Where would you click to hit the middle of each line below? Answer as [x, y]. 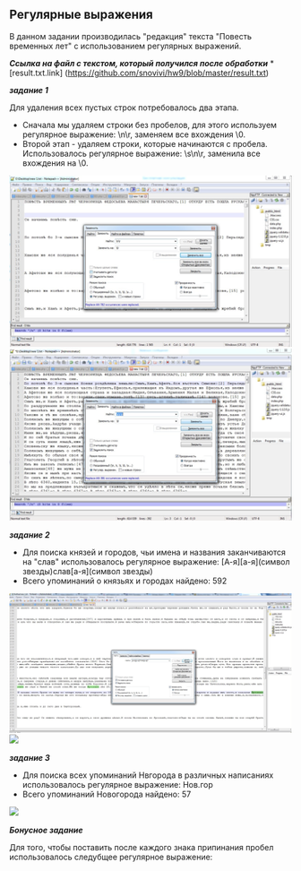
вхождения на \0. [55, 163]
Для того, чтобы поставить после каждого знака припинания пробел [142, 847]
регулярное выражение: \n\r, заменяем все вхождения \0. [134, 134]
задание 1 [29, 90]
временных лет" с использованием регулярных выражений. [125, 46]
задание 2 [30, 535]
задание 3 [30, 757]
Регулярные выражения [82, 15]
